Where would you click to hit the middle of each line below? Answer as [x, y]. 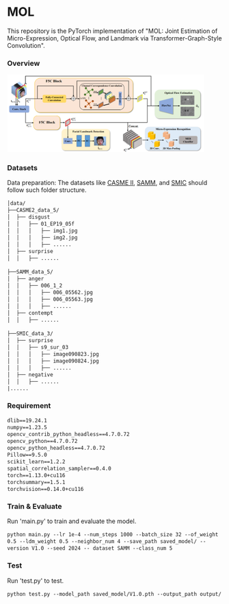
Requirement [29, 405]
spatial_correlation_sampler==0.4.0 [59, 469]
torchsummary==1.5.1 [37, 483]
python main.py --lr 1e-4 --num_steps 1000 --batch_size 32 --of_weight [113, 535]
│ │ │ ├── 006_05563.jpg [50, 299]
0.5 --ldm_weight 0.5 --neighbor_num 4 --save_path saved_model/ [102, 542]
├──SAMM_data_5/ [30, 271]
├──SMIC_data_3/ [30, 333]
